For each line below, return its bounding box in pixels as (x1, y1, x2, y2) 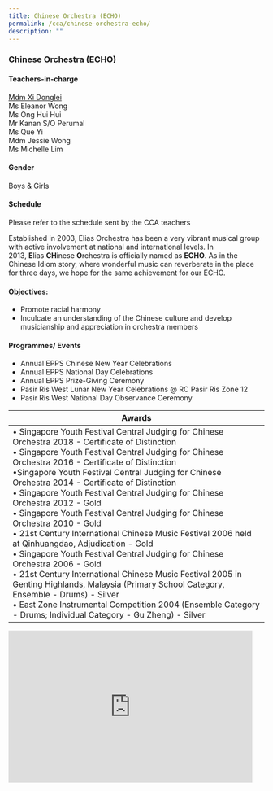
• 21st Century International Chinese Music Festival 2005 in (12, 569, 242, 580)
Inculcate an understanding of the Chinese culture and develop (19, 313, 232, 323)
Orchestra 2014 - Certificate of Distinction (12, 477, 177, 488)
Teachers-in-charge (8, 74, 79, 84)
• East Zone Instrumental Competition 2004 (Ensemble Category (12, 599, 260, 610)
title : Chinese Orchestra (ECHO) (8, 11, 122, 20)
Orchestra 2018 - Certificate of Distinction (12, 436, 177, 448)
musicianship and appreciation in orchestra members (19, 322, 199, 332)
